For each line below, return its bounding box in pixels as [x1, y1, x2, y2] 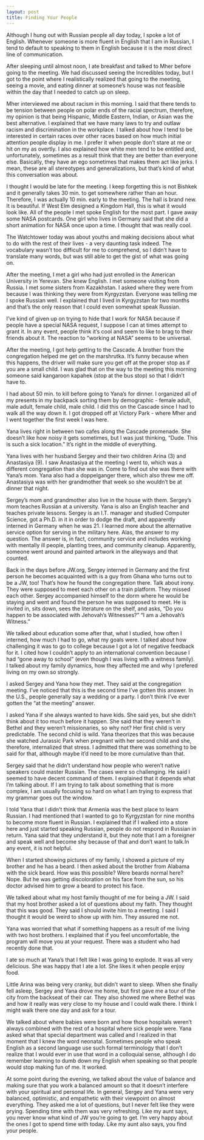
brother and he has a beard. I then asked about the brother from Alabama [6, 862, 190, 870]
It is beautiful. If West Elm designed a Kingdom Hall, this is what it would [6, 202, 187, 210]
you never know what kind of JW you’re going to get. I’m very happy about [6, 1114, 193, 1121]
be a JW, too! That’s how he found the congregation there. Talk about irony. [6, 579, 195, 586]
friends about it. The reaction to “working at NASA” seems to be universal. [6, 334, 192, 341]
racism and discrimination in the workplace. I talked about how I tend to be [6, 126, 193, 133]
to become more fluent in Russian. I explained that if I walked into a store [6, 818, 188, 826]
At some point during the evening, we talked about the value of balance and [6, 1075, 196, 1082]
